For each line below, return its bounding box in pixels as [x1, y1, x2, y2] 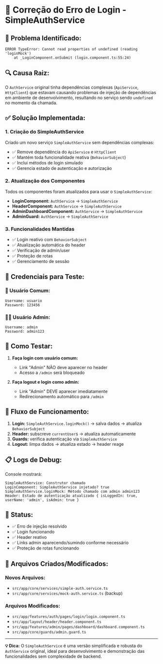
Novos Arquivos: [5, 574, 46, 581]
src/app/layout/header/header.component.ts [12, 619, 102, 625]
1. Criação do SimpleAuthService [5, 129, 84, 135]
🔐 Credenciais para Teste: [5, 273, 85, 281]
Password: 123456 [5, 303, 40, 308]
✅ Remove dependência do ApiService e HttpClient [12, 149, 116, 155]
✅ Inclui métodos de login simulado [12, 160, 83, 165]
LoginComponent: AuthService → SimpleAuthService [12, 198, 118, 204]
